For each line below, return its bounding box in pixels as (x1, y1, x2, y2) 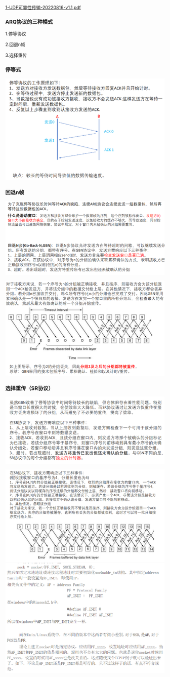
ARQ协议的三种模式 (5, 18, 53, 25)
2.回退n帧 (5, 42, 25, 48)
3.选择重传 (5, 52, 27, 58)
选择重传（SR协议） (5, 384, 54, 391)
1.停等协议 (5, 31, 26, 37)
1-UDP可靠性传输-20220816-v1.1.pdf (5, 5, 81, 10)
